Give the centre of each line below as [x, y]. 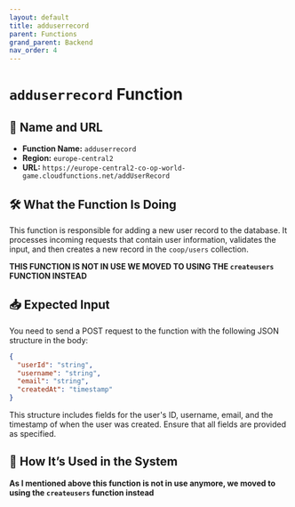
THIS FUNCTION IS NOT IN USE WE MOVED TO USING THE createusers [142, 266]
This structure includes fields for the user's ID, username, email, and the [141, 415]
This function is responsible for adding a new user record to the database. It [148, 230]
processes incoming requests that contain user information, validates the [143, 239]
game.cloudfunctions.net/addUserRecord [96, 176]
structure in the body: [49, 340]
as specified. [33, 434]
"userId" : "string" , [55, 365]
